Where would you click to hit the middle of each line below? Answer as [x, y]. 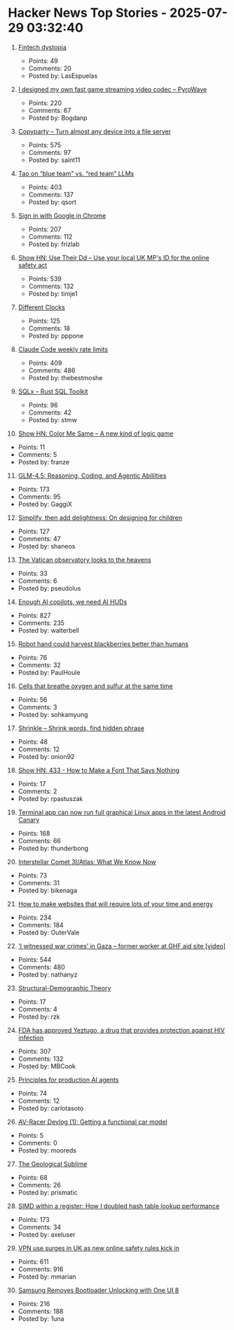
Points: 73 [33, 875]
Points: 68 [33, 1177]
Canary [29, 819]
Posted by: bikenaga [48, 890]
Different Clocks [41, 307]
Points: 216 [34, 1303]
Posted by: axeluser [47, 1234]
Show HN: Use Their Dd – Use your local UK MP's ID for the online [113, 257]
